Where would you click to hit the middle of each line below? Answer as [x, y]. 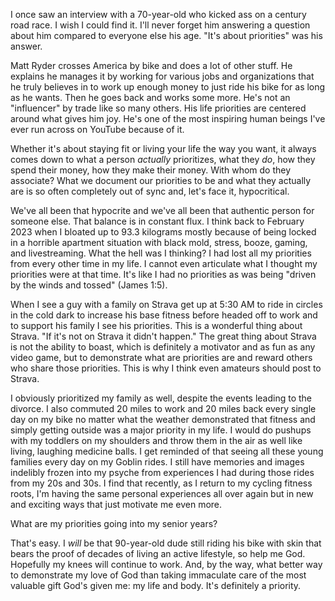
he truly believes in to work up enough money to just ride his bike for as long [168, 87]
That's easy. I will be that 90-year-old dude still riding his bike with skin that [166, 543]
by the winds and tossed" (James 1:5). [89, 285]
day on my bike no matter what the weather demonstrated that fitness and [163, 419]
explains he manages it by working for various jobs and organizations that [162, 76]
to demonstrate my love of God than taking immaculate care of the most [158, 575]
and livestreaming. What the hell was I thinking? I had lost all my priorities [161, 253]
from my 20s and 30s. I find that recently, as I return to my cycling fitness [161, 483]
